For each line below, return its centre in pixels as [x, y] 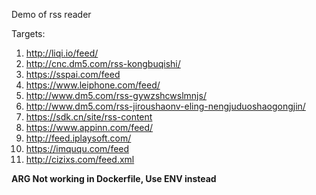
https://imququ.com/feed [77, 148]
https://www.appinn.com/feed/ [89, 127]
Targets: [28, 33]
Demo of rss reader [51, 14]
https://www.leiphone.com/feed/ [93, 85]
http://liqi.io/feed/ [62, 53]
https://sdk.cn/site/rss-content [89, 117]
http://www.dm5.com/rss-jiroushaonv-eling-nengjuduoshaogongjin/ [165, 106]
